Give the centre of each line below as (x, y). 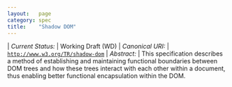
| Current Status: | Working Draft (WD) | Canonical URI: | (88, 47)
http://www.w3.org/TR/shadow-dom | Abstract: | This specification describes (115, 54)
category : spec (29, 20)
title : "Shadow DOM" (42, 26)
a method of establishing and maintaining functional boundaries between (113, 61)
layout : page (29, 14)
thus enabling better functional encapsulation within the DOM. (96, 76)
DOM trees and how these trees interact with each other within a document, (116, 69)
